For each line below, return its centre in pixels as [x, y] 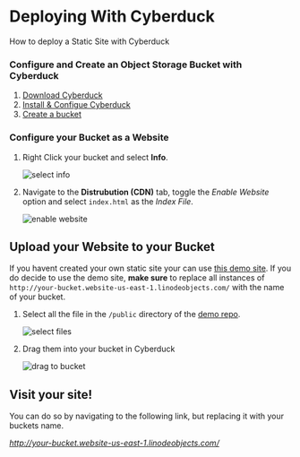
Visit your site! [51, 395]
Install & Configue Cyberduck [77, 105]
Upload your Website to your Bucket [112, 247]
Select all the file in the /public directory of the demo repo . [131, 315]
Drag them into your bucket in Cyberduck [99, 349]
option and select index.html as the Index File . [108, 201]
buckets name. [37, 426]
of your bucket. [37, 297]
